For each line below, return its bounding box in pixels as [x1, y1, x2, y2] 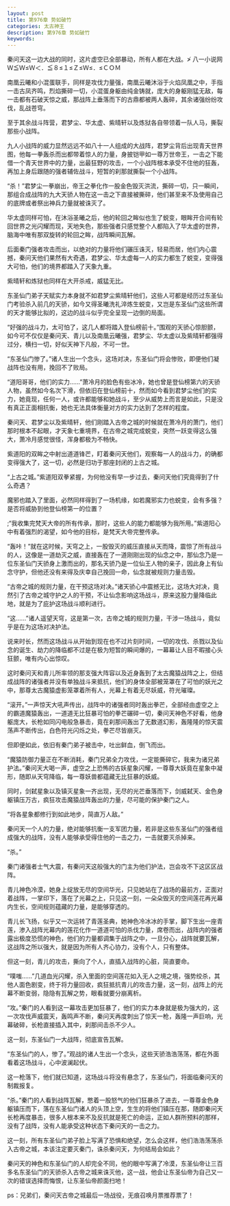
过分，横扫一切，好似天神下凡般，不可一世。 [7, 340, 133, 349]
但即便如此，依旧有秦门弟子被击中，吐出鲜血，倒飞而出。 [7, 741, 169, 749]
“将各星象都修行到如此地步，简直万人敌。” [7, 810, 124, 818]
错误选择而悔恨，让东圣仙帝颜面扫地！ [18, 1177, 127, 1185]
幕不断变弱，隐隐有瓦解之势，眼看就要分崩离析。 [7, 989, 145, 997]
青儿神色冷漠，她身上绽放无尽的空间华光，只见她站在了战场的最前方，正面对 [7, 885, 223, 894]
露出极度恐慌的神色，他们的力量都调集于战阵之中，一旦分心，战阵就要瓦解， [7, 934, 223, 942]
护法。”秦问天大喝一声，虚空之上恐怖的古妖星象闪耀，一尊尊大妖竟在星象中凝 [7, 764, 223, 772]
